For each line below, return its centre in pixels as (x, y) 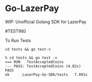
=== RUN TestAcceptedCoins (34, 62)
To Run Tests (18, 40)
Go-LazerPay (32, 8)
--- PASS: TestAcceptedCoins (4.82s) (43, 66)
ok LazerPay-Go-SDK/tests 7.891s (46, 75)
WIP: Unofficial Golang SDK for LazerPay (46, 22)
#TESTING (16, 31)
